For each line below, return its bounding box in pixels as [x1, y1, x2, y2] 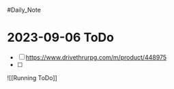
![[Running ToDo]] [7, 73, 58, 81]
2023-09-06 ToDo [7, 30, 115, 45]
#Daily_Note [7, 6, 41, 14]
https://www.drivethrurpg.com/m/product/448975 [25, 53, 167, 61]
